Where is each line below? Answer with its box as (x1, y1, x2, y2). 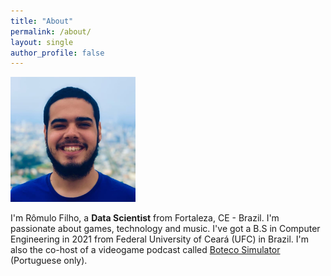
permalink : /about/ (10, 26, 92, 37)
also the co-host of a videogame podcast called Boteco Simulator (10, 244, 281, 256)
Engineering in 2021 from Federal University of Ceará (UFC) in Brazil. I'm (10, 233, 310, 245)
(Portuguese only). (10, 255, 88, 267)
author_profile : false (10, 48, 105, 58)
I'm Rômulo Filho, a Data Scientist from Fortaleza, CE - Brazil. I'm (10, 212, 280, 224)
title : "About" (10, 16, 74, 26)
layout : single (10, 37, 74, 47)
